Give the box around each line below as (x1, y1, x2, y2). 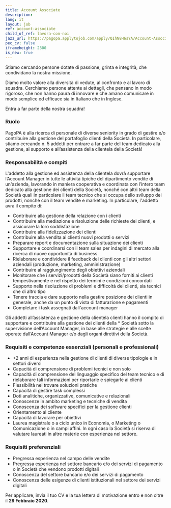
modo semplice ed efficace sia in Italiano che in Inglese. (5, 95, 123, 102)
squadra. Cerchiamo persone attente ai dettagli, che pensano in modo (5, 85, 152, 91)
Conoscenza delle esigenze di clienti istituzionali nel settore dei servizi (12, 477, 161, 483)
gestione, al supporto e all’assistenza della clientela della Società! (5, 146, 142, 152)
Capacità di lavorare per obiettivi (12, 415, 81, 421)
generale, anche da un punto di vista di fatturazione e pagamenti (12, 299, 149, 306)
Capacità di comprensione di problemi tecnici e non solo (12, 366, 131, 372)
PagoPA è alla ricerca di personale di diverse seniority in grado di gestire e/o (5, 129, 166, 136)
